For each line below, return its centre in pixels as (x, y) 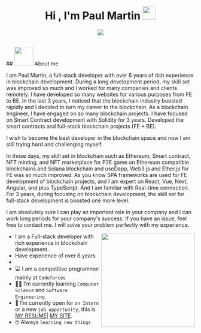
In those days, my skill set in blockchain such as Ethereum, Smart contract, (98, 155)
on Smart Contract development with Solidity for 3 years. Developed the (95, 119)
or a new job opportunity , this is (55, 309)
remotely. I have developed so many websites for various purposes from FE (99, 94)
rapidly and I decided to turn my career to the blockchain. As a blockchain (97, 107)
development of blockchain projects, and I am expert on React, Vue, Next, (97, 181)
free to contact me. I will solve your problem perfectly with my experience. (98, 224)
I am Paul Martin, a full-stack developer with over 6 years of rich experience (100, 75)
